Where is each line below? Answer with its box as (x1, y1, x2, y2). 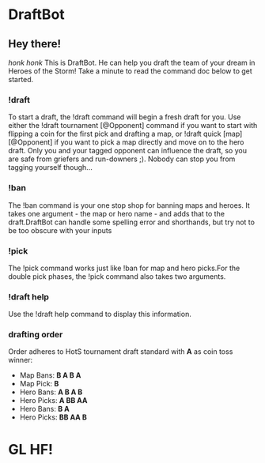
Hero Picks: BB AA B (19, 412, 87, 422)
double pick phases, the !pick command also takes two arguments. (8, 271, 226, 281)
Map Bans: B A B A (19, 371, 81, 380)
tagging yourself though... (8, 163, 93, 172)
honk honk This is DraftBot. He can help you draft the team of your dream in (8, 58, 256, 67)
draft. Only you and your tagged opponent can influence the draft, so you (8, 146, 248, 156)
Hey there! (8, 37, 62, 51)
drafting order (8, 329, 63, 341)
